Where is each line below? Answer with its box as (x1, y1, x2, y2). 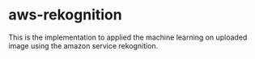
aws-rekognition (8, 6, 123, 24)
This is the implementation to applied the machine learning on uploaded (8, 32, 248, 42)
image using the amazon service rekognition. (8, 40, 159, 50)
